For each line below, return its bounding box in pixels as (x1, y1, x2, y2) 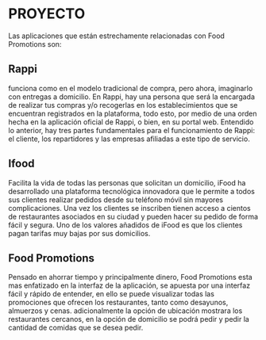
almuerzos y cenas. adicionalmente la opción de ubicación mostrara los (8, 306, 243, 315)
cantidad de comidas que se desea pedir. (8, 323, 144, 333)
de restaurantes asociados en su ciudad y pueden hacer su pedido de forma (8, 212, 259, 221)
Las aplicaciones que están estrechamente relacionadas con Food (8, 31, 225, 40)
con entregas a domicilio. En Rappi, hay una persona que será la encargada (8, 92, 256, 101)
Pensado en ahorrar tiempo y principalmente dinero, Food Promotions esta (8, 273, 253, 282)
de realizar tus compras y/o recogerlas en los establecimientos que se (8, 100, 238, 109)
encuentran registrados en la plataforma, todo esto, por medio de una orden (8, 109, 257, 118)
